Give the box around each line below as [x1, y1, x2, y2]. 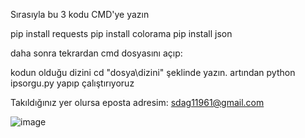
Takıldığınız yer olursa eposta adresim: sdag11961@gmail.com [10, 97, 265, 108]
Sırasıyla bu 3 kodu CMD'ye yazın [10, 9, 150, 20]
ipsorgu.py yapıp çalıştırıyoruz [10, 77, 135, 89]
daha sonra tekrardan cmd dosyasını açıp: [10, 47, 183, 59]
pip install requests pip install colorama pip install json [10, 28, 233, 39]
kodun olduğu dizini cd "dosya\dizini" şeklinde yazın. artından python [10, 67, 296, 78]
